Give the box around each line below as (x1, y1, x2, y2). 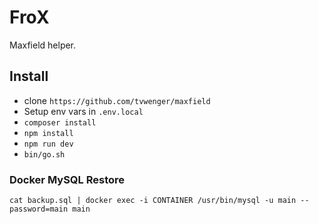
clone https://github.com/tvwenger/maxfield (23, 94, 211, 106)
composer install (23, 117, 97, 128)
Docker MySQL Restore (9, 172, 126, 186)
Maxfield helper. (9, 39, 77, 51)
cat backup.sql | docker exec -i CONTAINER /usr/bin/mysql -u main (9, 196, 297, 206)
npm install (23, 128, 74, 138)
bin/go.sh (23, 149, 66, 160)
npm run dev (23, 139, 74, 149)
